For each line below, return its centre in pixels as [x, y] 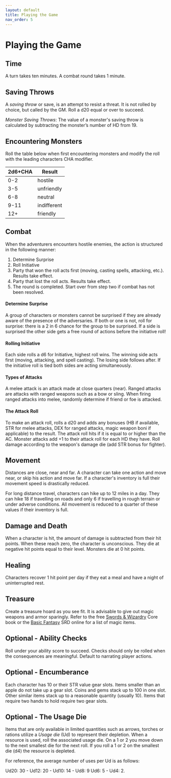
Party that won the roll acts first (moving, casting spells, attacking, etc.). [88, 270]
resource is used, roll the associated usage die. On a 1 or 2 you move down [84, 740]
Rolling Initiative [23, 343]
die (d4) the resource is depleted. [40, 751]
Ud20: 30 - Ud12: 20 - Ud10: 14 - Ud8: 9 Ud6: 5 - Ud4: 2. [65, 771]
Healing [18, 565]
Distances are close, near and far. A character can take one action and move [86, 473]
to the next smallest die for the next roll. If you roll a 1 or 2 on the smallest [82, 746]
